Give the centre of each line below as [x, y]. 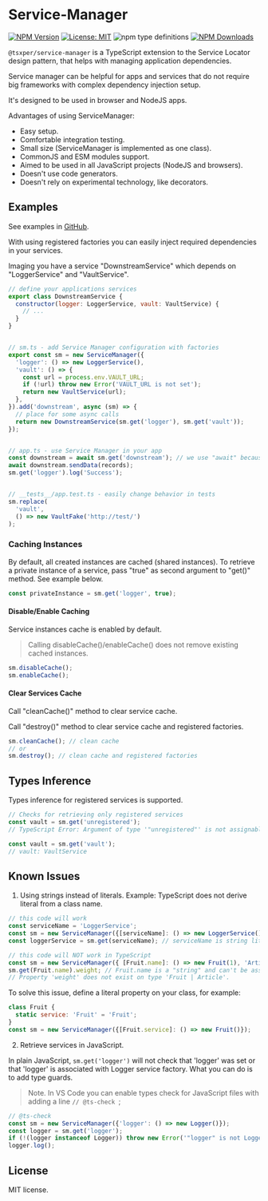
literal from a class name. [61, 904]
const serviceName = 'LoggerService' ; [73, 926]
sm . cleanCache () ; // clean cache [64, 741]
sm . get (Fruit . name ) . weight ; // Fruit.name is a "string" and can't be [128, 970]
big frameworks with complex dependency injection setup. [104, 85]
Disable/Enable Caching [49, 612]
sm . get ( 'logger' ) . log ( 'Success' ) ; [66, 473]
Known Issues [44, 876]
